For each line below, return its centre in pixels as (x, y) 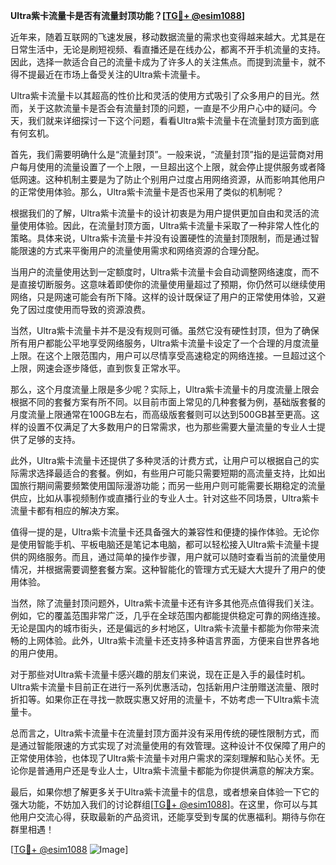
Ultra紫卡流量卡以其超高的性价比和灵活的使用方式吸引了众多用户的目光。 (160, 95)
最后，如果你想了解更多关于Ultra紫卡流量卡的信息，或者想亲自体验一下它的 (165, 792)
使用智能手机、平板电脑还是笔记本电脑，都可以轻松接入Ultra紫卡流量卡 (164, 544)
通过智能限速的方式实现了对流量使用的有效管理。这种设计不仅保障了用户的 (172, 745)
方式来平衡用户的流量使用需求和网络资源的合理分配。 (154, 250)
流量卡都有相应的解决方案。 (67, 510)
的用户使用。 (36, 653)
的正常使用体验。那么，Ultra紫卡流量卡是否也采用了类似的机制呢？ (147, 192)
